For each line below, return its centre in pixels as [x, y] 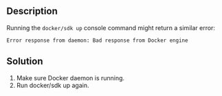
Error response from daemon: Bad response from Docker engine [97, 40]
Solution [25, 61]
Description [32, 11]
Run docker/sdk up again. [53, 85]
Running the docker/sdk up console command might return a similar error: [111, 27]
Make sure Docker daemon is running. [70, 77]
